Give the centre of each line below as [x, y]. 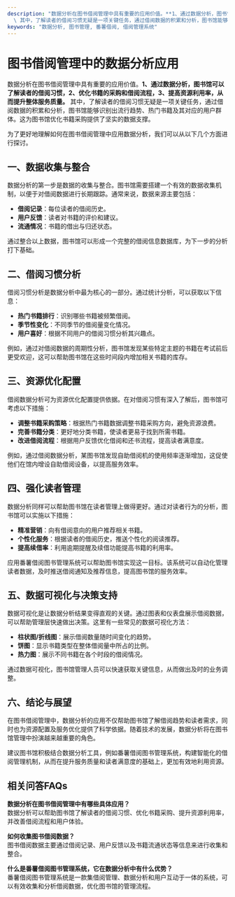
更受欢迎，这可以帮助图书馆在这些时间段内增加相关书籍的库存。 [99, 357]
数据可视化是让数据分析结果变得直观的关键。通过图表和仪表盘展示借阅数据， [117, 614]
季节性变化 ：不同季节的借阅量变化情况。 [76, 324]
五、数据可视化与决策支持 [62, 595]
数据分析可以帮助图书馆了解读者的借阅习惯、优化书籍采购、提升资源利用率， [117, 813]
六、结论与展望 [40, 702]
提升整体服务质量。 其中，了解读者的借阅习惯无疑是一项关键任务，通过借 [118, 101]
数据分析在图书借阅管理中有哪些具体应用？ [69, 804]
